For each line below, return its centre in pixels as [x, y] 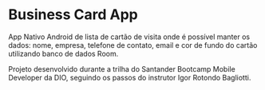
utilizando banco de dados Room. [63, 53]
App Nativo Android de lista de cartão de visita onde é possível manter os [129, 37]
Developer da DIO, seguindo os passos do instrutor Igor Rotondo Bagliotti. [130, 77]
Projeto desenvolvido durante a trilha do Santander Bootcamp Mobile [122, 68]
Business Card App [73, 15]
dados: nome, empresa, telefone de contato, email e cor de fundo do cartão [133, 45]
